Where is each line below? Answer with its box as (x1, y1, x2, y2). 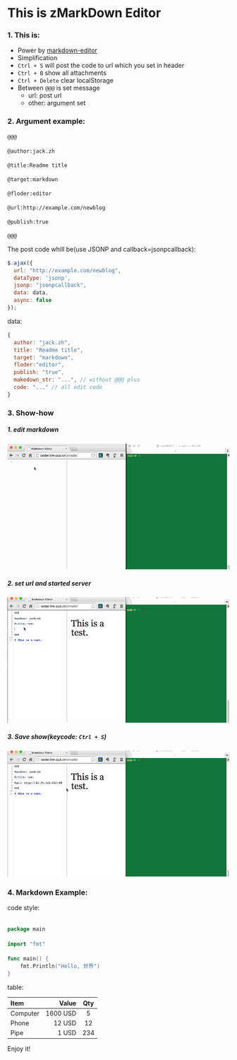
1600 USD (45, 1009, 77, 1018)
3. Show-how (7, 408, 54, 418)
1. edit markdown (7, 426, 59, 434)
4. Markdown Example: (7, 887, 88, 897)
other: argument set (28, 99, 86, 107)
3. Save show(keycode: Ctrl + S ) (7, 733, 107, 741)
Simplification (17, 54, 58, 62)
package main (7, 925, 46, 933)
